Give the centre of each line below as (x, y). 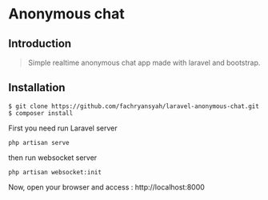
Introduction (40, 44)
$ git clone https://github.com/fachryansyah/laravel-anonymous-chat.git (134, 106)
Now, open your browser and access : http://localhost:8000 (107, 187)
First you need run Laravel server (63, 128)
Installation (37, 88)
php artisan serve (39, 142)
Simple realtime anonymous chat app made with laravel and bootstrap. (144, 62)
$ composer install (41, 113)
